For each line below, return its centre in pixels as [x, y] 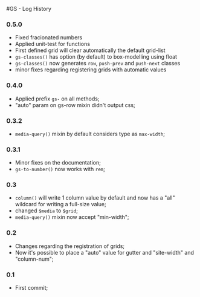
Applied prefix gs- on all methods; [57, 99]
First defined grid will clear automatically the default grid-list [90, 50]
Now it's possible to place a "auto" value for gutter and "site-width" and [105, 252]
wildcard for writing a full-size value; [61, 204]
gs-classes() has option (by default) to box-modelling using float [96, 57]
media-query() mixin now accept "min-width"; [72, 217]
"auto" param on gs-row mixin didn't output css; [75, 105]
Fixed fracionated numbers [49, 38]
